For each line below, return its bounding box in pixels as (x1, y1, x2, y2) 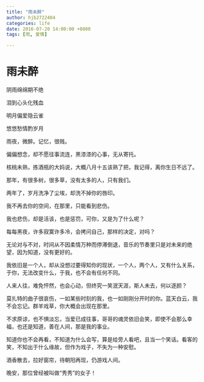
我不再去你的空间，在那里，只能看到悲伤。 (6, 202, 113, 210)
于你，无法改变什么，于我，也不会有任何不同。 (6, 269, 123, 276)
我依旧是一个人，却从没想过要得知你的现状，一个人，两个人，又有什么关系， (6, 262, 198, 269)
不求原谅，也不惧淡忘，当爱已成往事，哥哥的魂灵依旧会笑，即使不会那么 (6, 315, 187, 322)
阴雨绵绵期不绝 (6, 86, 44, 94)
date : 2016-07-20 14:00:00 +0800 (6, 26, 91, 32)
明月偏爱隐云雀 (6, 112, 44, 119)
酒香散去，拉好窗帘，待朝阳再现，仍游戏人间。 (6, 356, 123, 364)
